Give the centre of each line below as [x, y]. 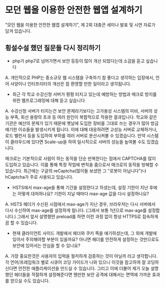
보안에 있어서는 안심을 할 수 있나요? [46, 246]
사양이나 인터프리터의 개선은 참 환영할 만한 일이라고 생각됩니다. [71, 83]
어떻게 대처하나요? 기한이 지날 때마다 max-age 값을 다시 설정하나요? [83, 194]
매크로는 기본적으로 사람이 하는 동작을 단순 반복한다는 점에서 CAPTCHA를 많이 [81, 158]
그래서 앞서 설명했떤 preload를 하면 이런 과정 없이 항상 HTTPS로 [79, 216]
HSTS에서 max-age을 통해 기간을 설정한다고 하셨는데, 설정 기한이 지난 [80, 187]
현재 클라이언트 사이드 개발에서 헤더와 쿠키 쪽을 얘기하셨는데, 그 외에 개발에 [84, 233]
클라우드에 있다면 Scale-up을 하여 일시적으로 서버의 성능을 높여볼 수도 [78, 142]
